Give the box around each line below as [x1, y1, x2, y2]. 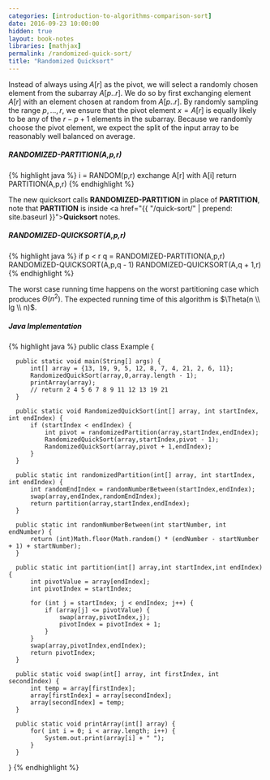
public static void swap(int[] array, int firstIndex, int [15, 670, 220, 678]
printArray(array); [29, 379, 96, 387]
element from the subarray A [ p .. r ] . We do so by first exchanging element [8, 88, 251, 97]
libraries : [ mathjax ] [8, 42, 82, 50]
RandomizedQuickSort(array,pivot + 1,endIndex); [44, 443, 212, 451]
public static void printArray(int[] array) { [15, 720, 176, 728]
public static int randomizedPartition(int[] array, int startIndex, [15, 471, 255, 479]
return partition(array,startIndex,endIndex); [29, 500, 191, 508]
